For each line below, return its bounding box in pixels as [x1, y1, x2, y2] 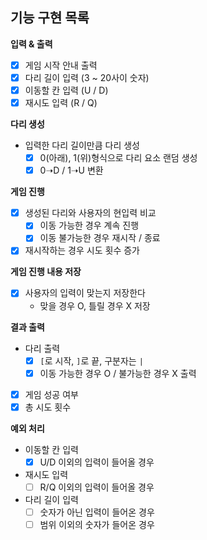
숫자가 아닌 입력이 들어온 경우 [39, 506, 155, 518]
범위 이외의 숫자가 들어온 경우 [39, 518, 155, 530]
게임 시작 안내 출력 [24, 59, 98, 71]
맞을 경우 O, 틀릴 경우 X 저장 [39, 299, 151, 312]
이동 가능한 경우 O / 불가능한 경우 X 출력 [39, 367, 197, 379]
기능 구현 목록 [10, 9, 90, 27]
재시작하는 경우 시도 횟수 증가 [24, 244, 140, 257]
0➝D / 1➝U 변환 [39, 164, 104, 177]
